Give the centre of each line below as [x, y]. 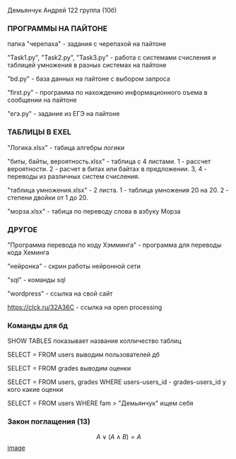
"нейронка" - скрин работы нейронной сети [74, 266]
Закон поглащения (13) [49, 422]
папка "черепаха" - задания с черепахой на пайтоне [87, 44]
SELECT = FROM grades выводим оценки [69, 368]
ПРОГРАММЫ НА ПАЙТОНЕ [58, 28]
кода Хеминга [28, 252]
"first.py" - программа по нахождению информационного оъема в [107, 93]
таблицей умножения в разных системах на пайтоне [87, 65]
